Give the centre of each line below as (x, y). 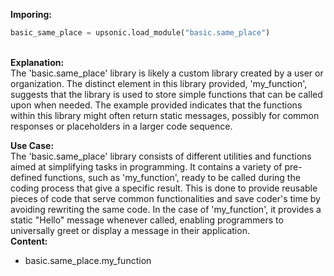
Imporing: (31, 14)
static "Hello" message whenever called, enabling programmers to (147, 220)
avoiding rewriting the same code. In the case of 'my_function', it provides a (166, 209)
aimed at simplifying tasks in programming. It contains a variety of (146, 166)
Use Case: (32, 145)
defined (26, 177)
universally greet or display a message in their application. (130, 230)
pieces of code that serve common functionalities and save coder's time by (165, 198)
